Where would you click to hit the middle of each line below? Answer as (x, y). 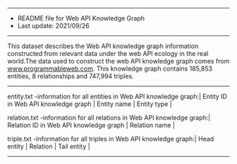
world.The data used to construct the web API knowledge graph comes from (119, 61)
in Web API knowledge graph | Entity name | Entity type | (90, 104)
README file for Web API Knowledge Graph (81, 18)
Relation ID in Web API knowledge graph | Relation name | (91, 125)
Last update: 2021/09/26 (53, 26)
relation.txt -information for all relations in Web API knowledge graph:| (109, 118)
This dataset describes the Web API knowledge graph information (103, 46)
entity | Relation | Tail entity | (49, 146)
